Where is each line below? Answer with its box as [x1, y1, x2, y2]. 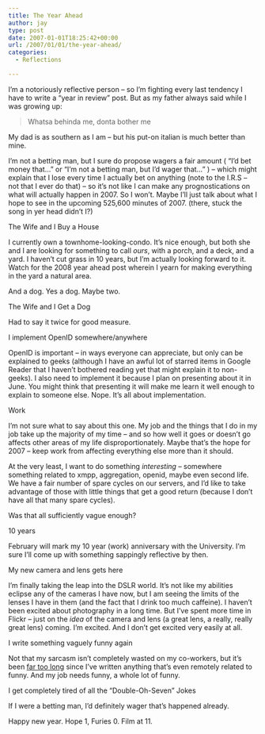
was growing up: [8, 101, 62, 111]
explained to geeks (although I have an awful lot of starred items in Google [8, 356, 252, 366]
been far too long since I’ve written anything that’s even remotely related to [8, 662, 253, 671]
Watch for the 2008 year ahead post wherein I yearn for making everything [8, 263, 252, 272]
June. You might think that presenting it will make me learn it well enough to [8, 382, 255, 391]
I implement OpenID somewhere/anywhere [8, 332, 148, 342]
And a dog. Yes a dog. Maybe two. [8, 286, 121, 296]
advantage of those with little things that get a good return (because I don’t [8, 486, 253, 496]
